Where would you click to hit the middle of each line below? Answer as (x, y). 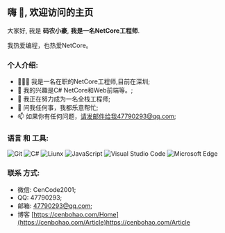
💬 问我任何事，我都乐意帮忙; (58, 108)
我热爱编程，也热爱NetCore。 (50, 45)
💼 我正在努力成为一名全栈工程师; (64, 99)
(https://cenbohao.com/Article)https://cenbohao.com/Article (104, 222)
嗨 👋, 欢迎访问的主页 (50, 13)
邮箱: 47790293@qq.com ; (55, 206)
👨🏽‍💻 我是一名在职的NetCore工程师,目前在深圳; (84, 81)
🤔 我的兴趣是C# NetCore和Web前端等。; (75, 90)
